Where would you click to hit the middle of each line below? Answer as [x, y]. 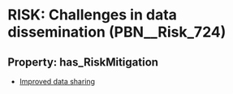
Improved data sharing [57, 81]
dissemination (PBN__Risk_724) [117, 32]
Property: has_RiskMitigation [83, 62]
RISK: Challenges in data [93, 15]
